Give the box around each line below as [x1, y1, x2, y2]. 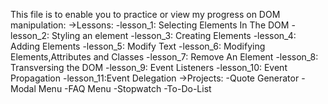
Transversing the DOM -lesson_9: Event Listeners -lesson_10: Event [10, 62, 288, 73]
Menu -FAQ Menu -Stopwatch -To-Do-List [38, 83, 212, 94]
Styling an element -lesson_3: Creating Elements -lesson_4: [51, 30, 297, 41]
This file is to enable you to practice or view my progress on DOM [10, 9, 281, 20]
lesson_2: [10, 30, 50, 41]
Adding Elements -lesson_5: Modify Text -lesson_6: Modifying [10, 40, 266, 52]
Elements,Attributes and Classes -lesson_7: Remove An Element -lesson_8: [10, 51, 319, 63]
